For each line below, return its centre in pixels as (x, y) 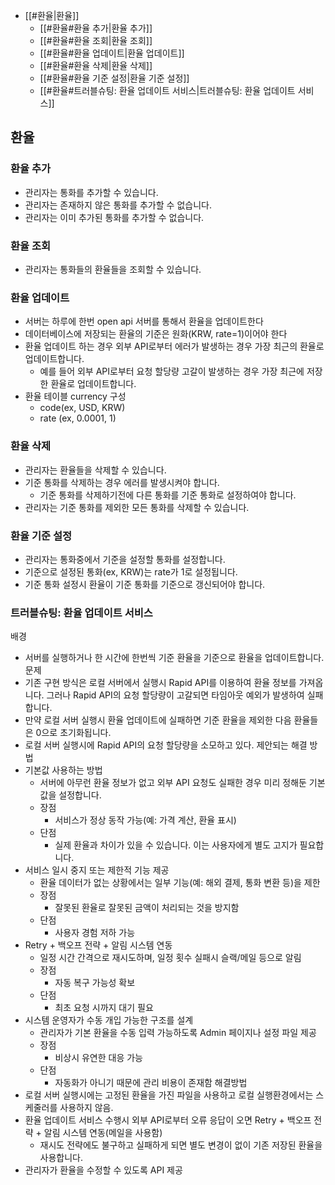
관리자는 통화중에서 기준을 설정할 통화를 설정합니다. (125, 559)
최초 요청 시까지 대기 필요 (104, 1008)
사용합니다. (61, 1158)
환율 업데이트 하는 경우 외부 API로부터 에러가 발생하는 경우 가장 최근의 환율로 (174, 346)
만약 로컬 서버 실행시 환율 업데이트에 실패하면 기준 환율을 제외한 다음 (158, 720)
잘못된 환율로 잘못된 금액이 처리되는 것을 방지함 (147, 908)
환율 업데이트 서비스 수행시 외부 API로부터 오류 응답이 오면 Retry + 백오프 (168, 1120)
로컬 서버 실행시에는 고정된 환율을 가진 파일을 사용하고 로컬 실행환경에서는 (169, 1095)
